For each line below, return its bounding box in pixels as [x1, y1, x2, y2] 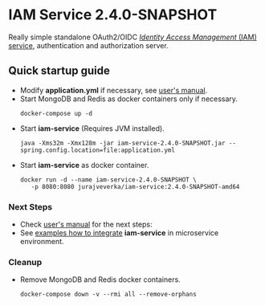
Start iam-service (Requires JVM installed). [19, 123, 165, 133]
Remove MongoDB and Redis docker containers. [19, 275, 181, 284]
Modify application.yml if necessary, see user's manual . [19, 85, 208, 95]
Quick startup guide [8, 64, 111, 78]
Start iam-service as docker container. [19, 160, 149, 169]
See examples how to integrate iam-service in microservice [19, 228, 219, 238]
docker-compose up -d [19, 109, 92, 117]
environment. [19, 237, 64, 247]
